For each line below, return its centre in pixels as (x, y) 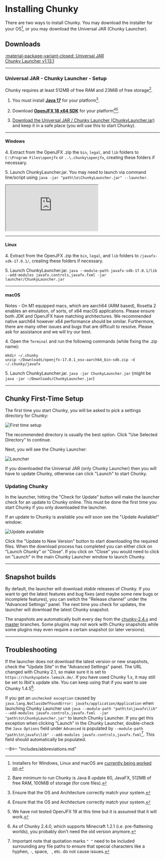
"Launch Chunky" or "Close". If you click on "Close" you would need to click (82, 552)
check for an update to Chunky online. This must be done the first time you (81, 502)
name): (12, 347)
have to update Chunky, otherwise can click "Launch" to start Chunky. (76, 474)
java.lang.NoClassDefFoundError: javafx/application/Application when (79, 703)
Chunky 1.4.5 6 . (20, 688)
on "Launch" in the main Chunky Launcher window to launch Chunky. (75, 557)
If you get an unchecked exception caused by (50, 698)
